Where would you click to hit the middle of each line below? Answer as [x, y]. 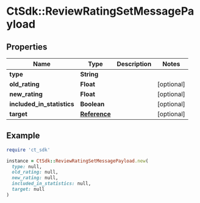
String [89, 74]
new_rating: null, [35, 178]
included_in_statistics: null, [52, 184]
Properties [27, 47]
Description [134, 64]
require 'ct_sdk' [28, 150]
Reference [95, 114]
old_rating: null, [35, 172]
